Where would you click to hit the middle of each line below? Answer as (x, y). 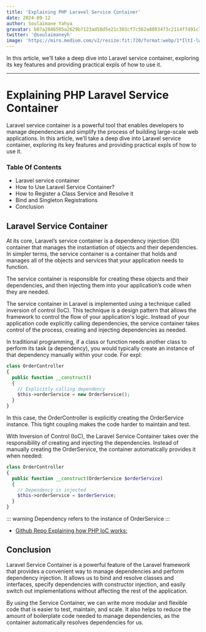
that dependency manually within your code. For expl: (74, 355)
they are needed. (28, 292)
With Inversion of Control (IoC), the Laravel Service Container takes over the (103, 436)
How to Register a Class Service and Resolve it (74, 193)
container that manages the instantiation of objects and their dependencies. (102, 248)
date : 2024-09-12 (29, 18)
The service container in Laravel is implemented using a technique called (99, 304)
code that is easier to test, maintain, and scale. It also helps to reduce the (99, 609)
